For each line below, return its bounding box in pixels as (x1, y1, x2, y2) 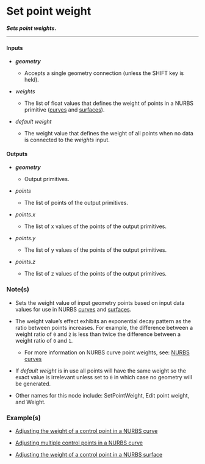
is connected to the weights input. (24, 136, 110, 144)
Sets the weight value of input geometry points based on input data (15, 299, 185, 306)
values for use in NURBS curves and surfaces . (15, 305, 132, 313)
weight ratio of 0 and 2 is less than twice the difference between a (15, 330, 181, 338)
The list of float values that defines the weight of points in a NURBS (24, 99, 194, 107)
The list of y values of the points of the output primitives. (24, 246, 167, 254)
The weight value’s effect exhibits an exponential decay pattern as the (15, 317, 191, 324)
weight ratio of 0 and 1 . (15, 337, 73, 344)
